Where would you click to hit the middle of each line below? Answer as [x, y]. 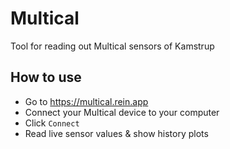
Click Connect [52, 123]
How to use [46, 77]
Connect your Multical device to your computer [122, 112]
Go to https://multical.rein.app [86, 101]
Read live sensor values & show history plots [116, 133]
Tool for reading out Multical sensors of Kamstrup [112, 46]
